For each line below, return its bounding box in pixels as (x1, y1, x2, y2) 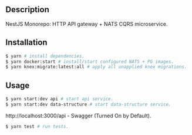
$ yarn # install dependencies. (5, 53, 85, 59)
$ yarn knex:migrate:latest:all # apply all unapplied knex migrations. (5, 64, 187, 70)
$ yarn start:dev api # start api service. (5, 96, 114, 102)
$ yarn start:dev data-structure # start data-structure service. (5, 101, 171, 107)
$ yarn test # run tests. (5, 123, 69, 129)
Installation (5, 38, 48, 48)
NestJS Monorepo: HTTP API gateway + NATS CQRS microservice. (5, 20, 168, 27)
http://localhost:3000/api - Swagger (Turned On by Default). (5, 112, 151, 119)
